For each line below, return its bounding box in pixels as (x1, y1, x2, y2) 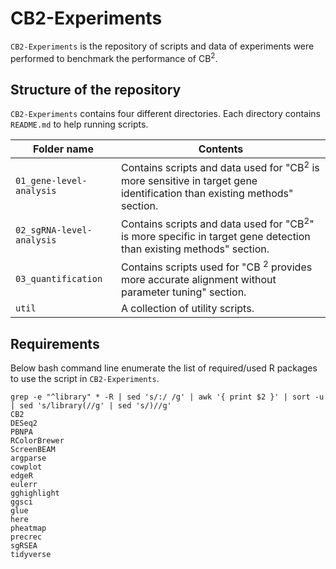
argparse (10, 453, 47, 464)
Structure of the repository (10, 81, 182, 98)
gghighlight (10, 488, 60, 499)
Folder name (33, 142, 94, 156)
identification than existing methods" (120, 186, 294, 200)
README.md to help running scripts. (10, 118, 149, 131)
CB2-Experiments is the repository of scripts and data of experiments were (10, 40, 315, 52)
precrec (10, 532, 43, 542)
